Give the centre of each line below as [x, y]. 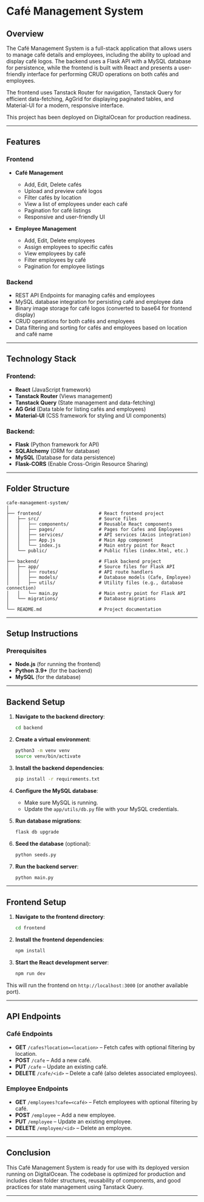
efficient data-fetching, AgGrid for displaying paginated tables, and [90, 99]
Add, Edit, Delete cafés [53, 185]
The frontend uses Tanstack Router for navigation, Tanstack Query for [94, 92]
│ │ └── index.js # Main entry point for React [90, 545]
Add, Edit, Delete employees [59, 240]
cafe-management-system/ [38, 503]
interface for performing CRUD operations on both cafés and [103, 74]
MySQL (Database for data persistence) [65, 457]
